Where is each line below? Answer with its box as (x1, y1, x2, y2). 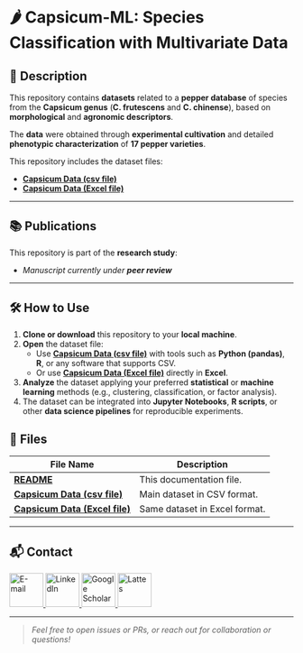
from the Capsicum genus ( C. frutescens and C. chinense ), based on (9, 102, 271, 113)
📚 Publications (9, 218, 97, 235)
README (14, 474, 53, 486)
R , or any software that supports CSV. (35, 357, 177, 368)
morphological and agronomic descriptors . (9, 112, 174, 122)
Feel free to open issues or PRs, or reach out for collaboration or (31, 624, 271, 636)
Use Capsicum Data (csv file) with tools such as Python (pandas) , (35, 348, 286, 359)
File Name (50, 458, 95, 471)
